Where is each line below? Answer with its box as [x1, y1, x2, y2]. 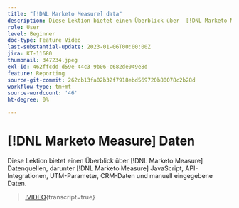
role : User [7, 23, 40, 31]
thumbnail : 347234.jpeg [7, 57, 78, 64]
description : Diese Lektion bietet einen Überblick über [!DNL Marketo [7, 17, 228, 24]
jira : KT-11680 [7, 50, 53, 58]
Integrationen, [7, 171, 48, 180]
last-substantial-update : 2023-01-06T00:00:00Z [7, 43, 152, 50]
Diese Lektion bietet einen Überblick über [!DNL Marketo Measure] [7, 156, 203, 165]
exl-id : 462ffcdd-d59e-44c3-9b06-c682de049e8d [7, 63, 148, 70]
